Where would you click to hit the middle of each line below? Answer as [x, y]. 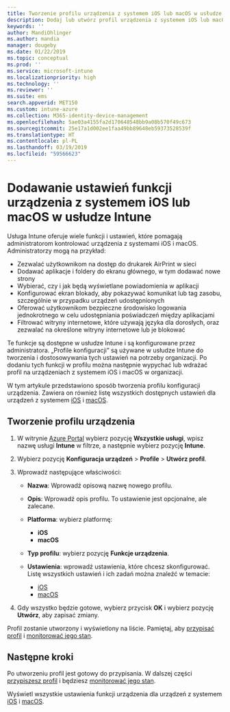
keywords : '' [26, 26]
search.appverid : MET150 [42, 103]
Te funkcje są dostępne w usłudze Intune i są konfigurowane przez [101, 343]
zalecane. [41, 506]
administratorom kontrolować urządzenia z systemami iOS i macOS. [103, 243]
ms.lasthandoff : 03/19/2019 [47, 148]
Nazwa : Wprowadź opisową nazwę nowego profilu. [100, 485]
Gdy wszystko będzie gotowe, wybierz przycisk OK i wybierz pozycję [115, 608]
